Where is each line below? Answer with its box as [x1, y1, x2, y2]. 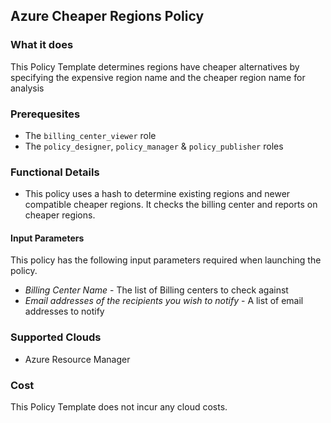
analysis [10, 82, 45, 94]
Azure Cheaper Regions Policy [10, 8, 205, 25]
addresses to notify [24, 305, 105, 318]
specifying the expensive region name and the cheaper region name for [10, 71, 306, 83]
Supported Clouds [10, 330, 102, 344]
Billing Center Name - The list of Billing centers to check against [24, 284, 289, 296]
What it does [10, 38, 74, 52]
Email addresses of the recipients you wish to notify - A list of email [24, 295, 304, 307]
